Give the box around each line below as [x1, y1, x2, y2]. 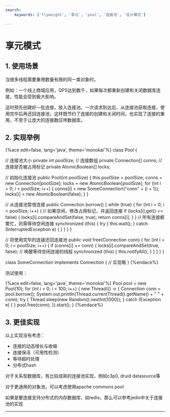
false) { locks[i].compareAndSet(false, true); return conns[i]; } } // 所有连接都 [5, 214, 165, 220]
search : [5, 7, 22, 13]
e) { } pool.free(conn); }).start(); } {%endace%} [5, 302, 104, 308]
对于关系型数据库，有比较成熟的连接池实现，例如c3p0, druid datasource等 [5, 373, 160, 379]
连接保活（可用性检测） [12, 349, 62, 356]
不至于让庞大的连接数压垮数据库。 [14, 117, 85, 123]
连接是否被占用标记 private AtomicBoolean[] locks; [5, 164, 111, 170]
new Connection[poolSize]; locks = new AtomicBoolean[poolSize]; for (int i [5, 180, 161, 186]
